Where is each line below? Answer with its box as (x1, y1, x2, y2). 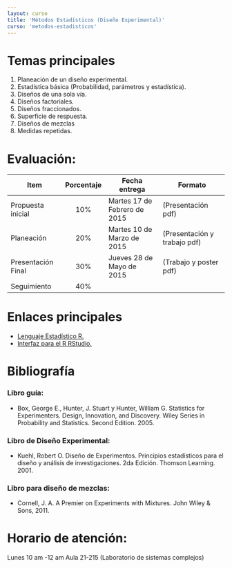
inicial (10, 209, 30, 219)
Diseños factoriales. (17, 97, 75, 106)
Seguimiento (10, 282, 52, 291)
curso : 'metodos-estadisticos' (7, 23, 97, 30)
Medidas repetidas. (17, 127, 72, 135)
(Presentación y (162, 229, 214, 239)
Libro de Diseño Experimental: (7, 435, 110, 445)
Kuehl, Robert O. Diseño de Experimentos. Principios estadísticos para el (17, 451, 224, 460)
